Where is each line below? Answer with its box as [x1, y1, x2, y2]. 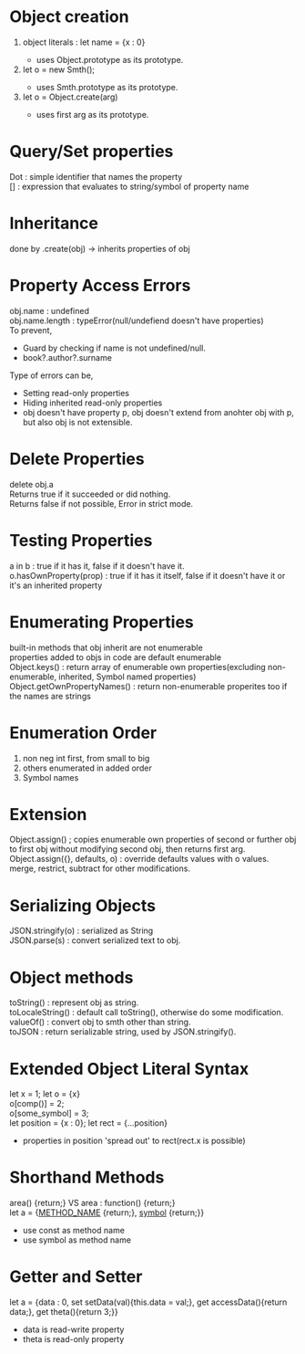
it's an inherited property [9, 580, 103, 591]
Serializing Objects [9, 895, 157, 916]
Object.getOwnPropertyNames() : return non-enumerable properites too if [9, 680, 288, 691]
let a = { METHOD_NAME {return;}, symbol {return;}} [9, 1207, 205, 1218]
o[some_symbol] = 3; [9, 1107, 89, 1119]
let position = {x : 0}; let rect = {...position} [9, 1118, 168, 1128]
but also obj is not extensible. [22, 416, 133, 427]
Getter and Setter [9, 1266, 143, 1287]
